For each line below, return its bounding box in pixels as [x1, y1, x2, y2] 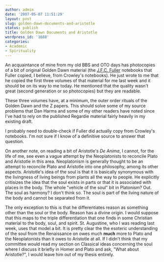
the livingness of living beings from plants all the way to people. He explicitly [5, 174, 160, 180]
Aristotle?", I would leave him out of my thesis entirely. [5, 251, 114, 257]
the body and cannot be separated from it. [5, 195, 91, 201]
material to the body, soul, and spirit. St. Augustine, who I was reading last [5, 220, 155, 226]
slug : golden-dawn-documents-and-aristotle [5, 21, 95, 26]
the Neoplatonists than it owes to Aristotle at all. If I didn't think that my [5, 235, 148, 241]
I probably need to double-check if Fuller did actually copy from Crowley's [5, 128, 155, 134]
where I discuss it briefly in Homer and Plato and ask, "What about [5, 246, 139, 252]
